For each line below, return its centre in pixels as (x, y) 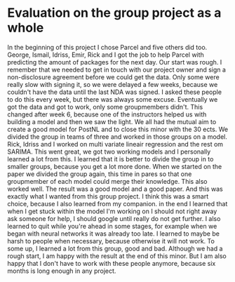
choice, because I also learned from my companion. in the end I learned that (117, 203)
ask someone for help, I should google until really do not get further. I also (114, 218)
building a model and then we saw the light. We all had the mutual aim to (112, 121)
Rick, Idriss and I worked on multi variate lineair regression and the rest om (115, 144)
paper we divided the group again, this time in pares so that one (100, 174)
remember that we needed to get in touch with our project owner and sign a (117, 69)
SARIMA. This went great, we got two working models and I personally (109, 152)
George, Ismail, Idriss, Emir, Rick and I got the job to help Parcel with (106, 55)
